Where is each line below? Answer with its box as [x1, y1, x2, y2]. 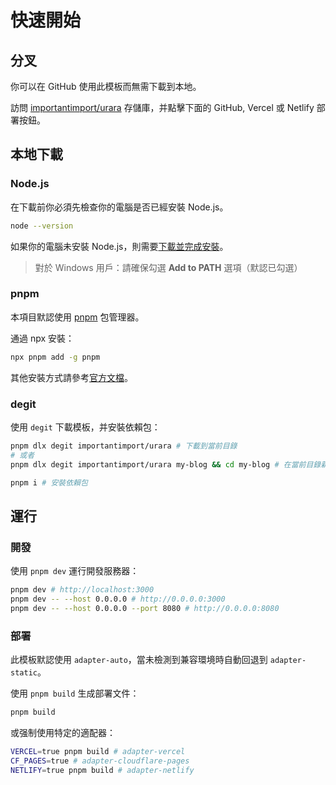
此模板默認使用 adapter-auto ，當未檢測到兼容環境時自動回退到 [10, 654, 268, 666]
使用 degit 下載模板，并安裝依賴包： [10, 421, 161, 433]
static [10, 668, 38, 678]
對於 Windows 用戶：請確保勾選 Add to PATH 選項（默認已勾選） [34, 261, 303, 273]
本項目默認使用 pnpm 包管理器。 [10, 311, 145, 323]
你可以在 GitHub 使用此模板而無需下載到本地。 [10, 81, 202, 92]
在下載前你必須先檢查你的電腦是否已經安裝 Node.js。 [10, 201, 229, 213]
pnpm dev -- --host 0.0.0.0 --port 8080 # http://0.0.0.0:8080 [10, 603, 280, 613]
